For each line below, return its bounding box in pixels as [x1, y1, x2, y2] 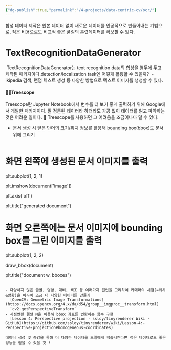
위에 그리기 [12, 131, 35, 137]
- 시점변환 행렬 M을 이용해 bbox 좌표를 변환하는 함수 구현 [5, 312, 114, 317]
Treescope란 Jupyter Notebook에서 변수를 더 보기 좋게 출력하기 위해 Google [5, 101, 162, 107]
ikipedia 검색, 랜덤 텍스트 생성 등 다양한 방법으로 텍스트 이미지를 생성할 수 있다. [5, 77, 163, 83]
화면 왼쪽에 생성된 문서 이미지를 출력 [5, 156, 148, 167]
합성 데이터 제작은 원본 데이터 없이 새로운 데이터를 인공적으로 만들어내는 [5, 22, 149, 28]
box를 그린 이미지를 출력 [5, 235, 102, 246]
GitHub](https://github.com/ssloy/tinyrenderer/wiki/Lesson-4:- [5, 320, 145, 325]
